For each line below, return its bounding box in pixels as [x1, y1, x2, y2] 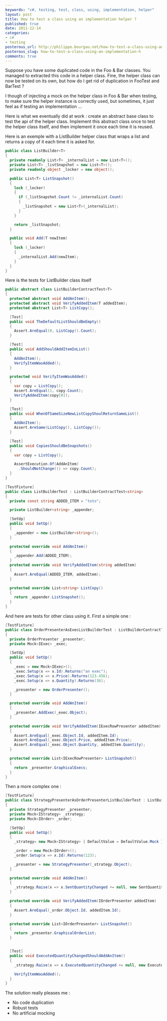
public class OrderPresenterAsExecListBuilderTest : [5, 627, 117, 632]
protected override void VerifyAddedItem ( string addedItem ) [9, 562, 137, 568]
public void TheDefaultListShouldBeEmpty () [9, 319, 101, 324]
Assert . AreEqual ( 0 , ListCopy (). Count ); [14, 328, 97, 333]
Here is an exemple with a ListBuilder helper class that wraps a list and [5, 133, 150, 140]
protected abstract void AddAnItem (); [9, 296, 90, 301]
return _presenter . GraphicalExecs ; [14, 765, 88, 770]
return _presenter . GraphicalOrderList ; [14, 931, 97, 936]
